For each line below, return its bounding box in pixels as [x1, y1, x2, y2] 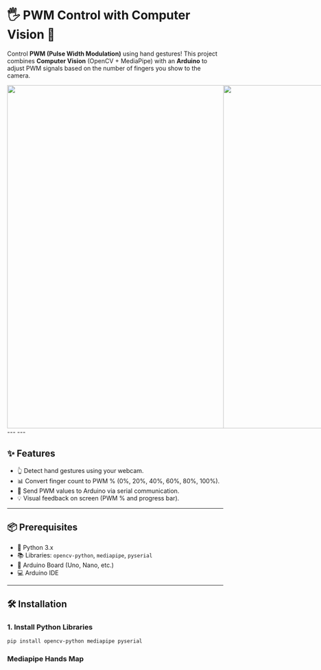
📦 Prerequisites [7, 522, 78, 533]
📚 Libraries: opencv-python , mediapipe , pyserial [16, 551, 153, 559]
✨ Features [7, 448, 56, 459]
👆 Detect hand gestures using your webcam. [16, 466, 144, 474]
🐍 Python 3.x [16, 543, 53, 551]
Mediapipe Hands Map [7, 654, 84, 664]
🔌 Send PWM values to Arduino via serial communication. [16, 487, 180, 495]
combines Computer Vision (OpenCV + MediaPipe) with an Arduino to [7, 56, 208, 65]
